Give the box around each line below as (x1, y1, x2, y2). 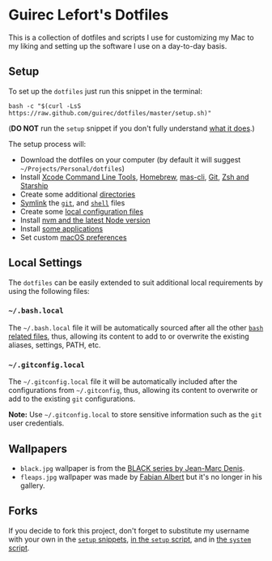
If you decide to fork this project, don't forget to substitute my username (8, 525, 249, 535)
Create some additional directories (19, 189, 136, 199)
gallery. (19, 481, 45, 490)
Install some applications (19, 223, 104, 233)
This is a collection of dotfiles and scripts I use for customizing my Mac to (8, 32, 254, 42)
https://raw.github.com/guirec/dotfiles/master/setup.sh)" (8, 109, 212, 117)
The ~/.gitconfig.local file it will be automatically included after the (8, 377, 238, 386)
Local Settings (8, 256, 83, 270)
